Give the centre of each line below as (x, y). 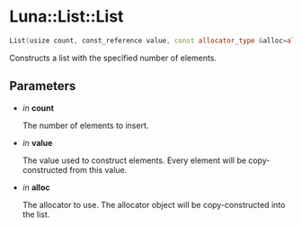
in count (38, 108)
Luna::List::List (67, 17)
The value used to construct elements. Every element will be (134, 160)
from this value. (98, 169)
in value (37, 142)
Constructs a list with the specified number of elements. (113, 58)
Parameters (43, 86)
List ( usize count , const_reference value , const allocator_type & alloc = (148, 41)
